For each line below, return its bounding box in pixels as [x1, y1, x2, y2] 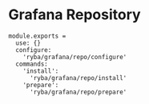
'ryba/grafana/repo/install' [29, 74, 127, 82]
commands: [15, 60, 48, 68]
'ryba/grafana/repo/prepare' [29, 88, 127, 96]
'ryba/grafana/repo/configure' [22, 53, 127, 61]
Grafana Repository [8, 6, 142, 24]
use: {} [15, 38, 42, 47]
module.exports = [8, 32, 66, 40]
